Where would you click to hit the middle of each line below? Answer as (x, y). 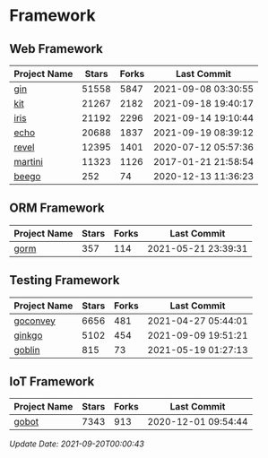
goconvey (35, 321)
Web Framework (56, 49)
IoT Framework (52, 382)
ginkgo (28, 335)
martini (28, 162)
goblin (27, 350)
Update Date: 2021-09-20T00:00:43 (77, 444)
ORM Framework (57, 208)
